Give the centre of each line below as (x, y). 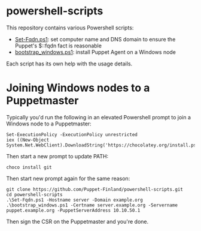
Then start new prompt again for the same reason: (68, 178)
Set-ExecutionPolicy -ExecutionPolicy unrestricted (72, 134)
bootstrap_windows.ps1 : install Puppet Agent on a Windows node (95, 52)
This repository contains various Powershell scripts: (70, 28)
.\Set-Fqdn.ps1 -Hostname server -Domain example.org (75, 200)
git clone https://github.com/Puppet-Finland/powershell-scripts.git (95, 189)
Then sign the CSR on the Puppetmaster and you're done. (77, 221)
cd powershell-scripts (34, 194)
